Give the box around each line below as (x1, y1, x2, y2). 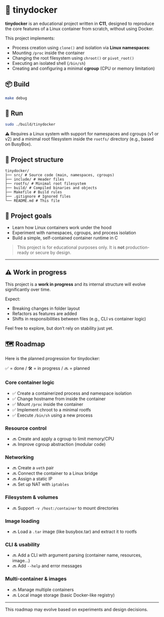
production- (125, 244, 150, 250)
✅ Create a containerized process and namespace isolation (12, 390, 132, 396)
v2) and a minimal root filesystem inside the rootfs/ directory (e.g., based (5, 136, 154, 142)
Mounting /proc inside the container (12, 50, 85, 56)
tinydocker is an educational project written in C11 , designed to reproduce (5, 21, 155, 26)
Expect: (5, 296, 20, 302)
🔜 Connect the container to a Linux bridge (12, 470, 98, 476)
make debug (5, 95, 27, 101)
